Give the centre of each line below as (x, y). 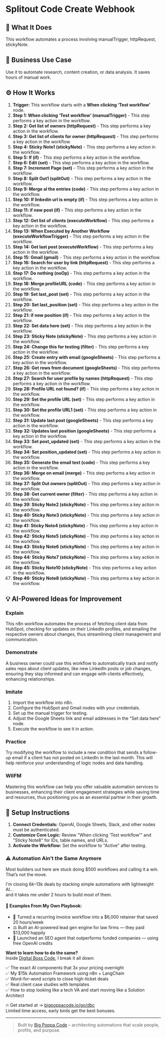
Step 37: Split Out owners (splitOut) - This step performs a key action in (86, 483)
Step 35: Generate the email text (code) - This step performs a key (81, 462)
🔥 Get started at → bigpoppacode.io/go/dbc (50, 1005)
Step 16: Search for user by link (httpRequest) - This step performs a (83, 262)
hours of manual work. (28, 77)
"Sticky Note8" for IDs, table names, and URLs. (60, 840)
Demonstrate (22, 652)
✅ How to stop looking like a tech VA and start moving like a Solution (75, 990)
